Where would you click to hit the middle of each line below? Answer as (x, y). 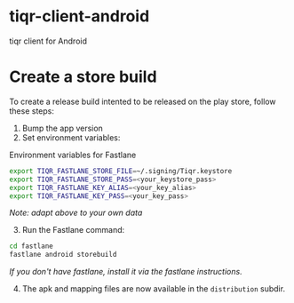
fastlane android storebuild (63, 255)
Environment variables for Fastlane (73, 155)
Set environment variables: (71, 137)
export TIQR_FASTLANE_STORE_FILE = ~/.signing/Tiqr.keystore (121, 171)
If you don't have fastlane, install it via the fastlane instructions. (126, 272)
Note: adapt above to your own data (76, 213)
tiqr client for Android (48, 41)
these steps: (32, 111)
